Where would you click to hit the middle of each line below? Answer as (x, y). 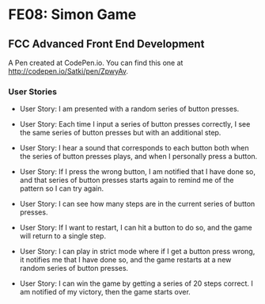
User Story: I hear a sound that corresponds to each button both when (134, 148)
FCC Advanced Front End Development (106, 44)
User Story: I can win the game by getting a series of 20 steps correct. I (136, 283)
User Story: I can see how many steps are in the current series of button (137, 204)
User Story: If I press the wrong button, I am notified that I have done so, (137, 172)
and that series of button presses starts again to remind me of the (127, 180)
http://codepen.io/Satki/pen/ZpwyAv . (68, 71)
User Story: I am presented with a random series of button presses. (129, 109)
